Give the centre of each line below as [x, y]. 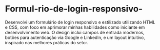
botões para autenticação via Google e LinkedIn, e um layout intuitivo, [75, 37]
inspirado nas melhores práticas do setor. [47, 42]
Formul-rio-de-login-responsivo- [74, 9]
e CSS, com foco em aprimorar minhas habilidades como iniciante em [75, 27]
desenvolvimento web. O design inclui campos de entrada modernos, [75, 32]
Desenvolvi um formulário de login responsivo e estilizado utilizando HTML [80, 22]
